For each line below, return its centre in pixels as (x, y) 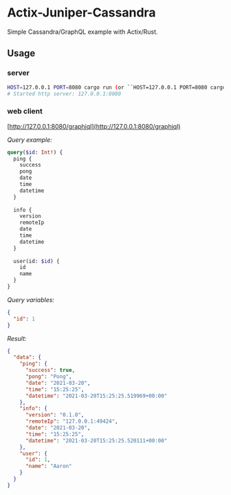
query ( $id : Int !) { (35, 152)
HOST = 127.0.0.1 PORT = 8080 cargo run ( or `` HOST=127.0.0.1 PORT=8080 (107, 87)
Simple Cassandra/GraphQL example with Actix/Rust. (82, 32)
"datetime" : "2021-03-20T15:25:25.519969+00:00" (96, 396)
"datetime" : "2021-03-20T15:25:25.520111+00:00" (96, 441)
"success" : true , (50, 370)
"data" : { (27, 357)
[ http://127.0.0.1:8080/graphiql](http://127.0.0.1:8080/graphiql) (94, 126)
